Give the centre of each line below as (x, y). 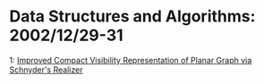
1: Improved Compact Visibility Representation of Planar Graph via (131, 60)
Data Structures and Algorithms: (132, 17)
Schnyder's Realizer (46, 70)
